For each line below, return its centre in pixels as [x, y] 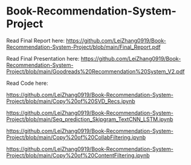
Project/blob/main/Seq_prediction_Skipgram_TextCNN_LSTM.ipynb [90, 119]
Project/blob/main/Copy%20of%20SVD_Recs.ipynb [71, 101]
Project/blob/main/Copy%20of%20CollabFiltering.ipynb [76, 137]
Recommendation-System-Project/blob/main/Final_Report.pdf [84, 47]
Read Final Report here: [36, 40]
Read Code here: [27, 83]
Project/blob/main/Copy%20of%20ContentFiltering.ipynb [78, 155]
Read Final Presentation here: [43, 58]
